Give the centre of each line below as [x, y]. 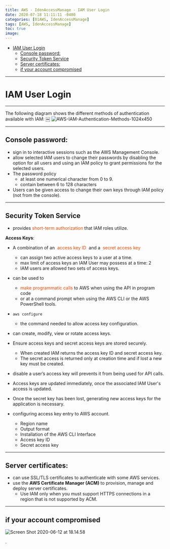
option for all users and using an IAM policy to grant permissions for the [87, 163]
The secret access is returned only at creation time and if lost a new [91, 358]
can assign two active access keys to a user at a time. [76, 257]
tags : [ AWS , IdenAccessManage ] [38, 24]
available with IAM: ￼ [28, 119]
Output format [35, 429]
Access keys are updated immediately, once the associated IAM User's [87, 383]
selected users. [29, 168]
